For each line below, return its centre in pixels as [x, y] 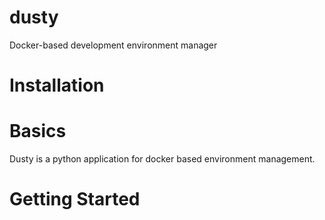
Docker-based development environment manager [113, 45]
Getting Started [75, 199]
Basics [38, 131]
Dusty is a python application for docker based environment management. [162, 159]
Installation [57, 85]
